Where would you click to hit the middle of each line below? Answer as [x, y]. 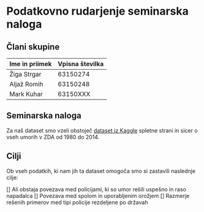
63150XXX [74, 94]
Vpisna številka [81, 64]
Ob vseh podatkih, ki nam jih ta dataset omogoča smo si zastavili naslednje [101, 171]
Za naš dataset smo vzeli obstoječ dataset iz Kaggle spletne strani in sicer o [102, 130]
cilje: [12, 177]
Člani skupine [33, 47]
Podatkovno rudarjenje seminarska [97, 11]
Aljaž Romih [26, 84]
